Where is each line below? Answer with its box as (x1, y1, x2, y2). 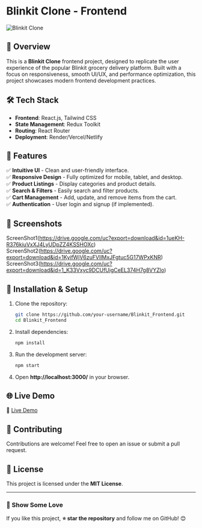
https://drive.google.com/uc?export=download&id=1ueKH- (38, 234, 185, 242)
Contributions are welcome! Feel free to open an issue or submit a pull (6, 440, 180, 447)
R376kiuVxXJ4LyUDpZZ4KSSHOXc (6, 241, 94, 248)
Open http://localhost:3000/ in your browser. (14, 373, 130, 380)
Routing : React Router (14, 127, 70, 134)
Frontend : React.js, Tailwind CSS (14, 114, 97, 121)
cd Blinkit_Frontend (14, 317, 67, 323)
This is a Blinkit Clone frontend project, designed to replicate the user (6, 57, 179, 64)
